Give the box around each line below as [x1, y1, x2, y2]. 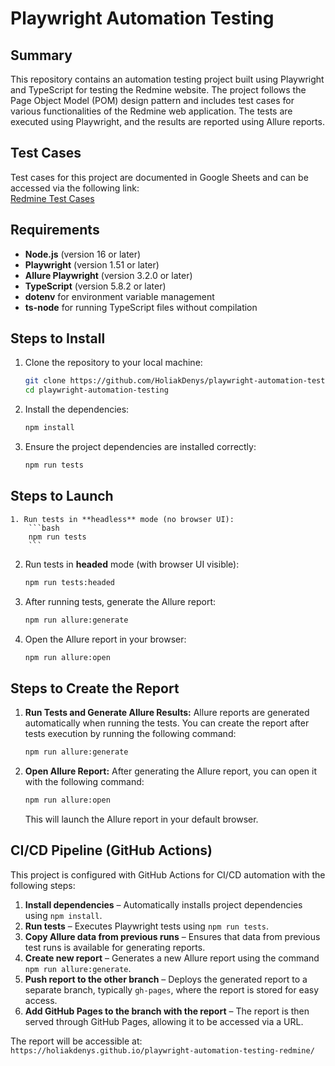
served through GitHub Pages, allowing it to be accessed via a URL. [24, 1015, 304, 1027]
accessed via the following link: [10, 182, 140, 194]
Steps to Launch [10, 488, 114, 505]
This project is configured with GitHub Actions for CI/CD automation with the [10, 868, 326, 881]
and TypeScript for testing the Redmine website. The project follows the [10, 84, 307, 96]
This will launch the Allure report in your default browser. [24, 813, 259, 825]
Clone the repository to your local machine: [24, 357, 203, 369]
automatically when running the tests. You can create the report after [24, 717, 310, 729]
